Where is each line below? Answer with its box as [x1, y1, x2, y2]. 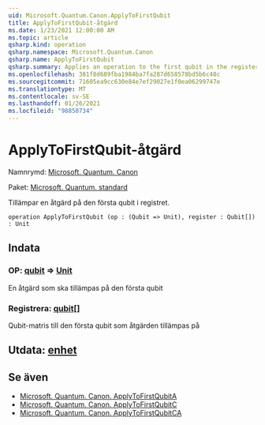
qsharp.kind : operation [8, 41, 87, 49]
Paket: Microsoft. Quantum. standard [8, 182, 128, 192]
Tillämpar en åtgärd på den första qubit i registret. [8, 197, 170, 207]
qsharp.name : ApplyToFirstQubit [8, 56, 114, 64]
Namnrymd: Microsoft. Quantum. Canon [8, 167, 138, 176]
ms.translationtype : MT [8, 85, 87, 93]
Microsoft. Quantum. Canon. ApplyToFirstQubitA [19, 392, 177, 401]
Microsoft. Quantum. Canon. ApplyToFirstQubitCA [19, 408, 182, 418]
